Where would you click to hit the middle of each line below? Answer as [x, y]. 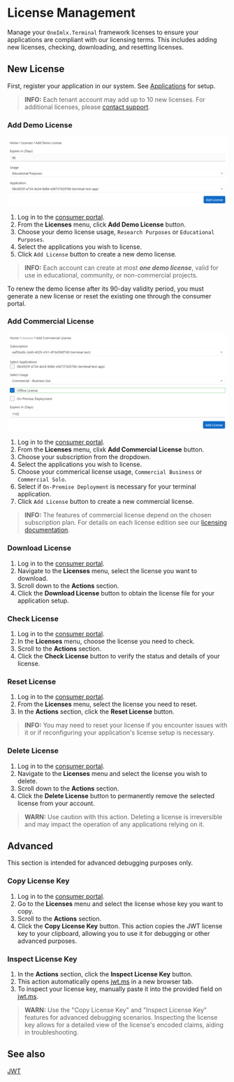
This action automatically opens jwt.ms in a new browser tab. [105, 982]
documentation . [47, 530]
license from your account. [56, 803]
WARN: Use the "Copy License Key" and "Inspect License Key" [116, 1010]
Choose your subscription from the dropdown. [84, 457]
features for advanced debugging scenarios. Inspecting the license [121, 1018]
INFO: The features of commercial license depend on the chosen [118, 515]
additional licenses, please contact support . [87, 107]
